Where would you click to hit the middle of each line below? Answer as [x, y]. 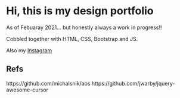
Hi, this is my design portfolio [80, 11]
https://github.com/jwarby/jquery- [133, 83]
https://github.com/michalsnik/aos [48, 83]
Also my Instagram [29, 50]
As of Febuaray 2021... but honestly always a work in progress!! [84, 27]
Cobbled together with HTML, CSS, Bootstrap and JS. [72, 39]
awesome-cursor [27, 90]
